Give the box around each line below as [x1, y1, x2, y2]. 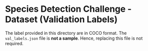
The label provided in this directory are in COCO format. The [5, 30, 127, 36]
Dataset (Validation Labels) [5, 14, 118, 25]
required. [5, 40, 24, 46]
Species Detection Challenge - [5, 3, 132, 15]
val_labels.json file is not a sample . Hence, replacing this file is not [5, 35, 143, 41]
